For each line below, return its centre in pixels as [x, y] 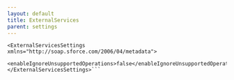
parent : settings [32, 26]
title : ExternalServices [43, 20]
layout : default [31, 14]
